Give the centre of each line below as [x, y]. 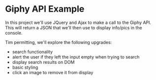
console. [14, 33]
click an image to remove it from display [53, 72]
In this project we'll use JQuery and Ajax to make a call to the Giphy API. [78, 22]
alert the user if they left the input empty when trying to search [76, 57]
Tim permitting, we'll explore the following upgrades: [59, 42]
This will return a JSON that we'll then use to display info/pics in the [74, 27]
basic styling [25, 67]
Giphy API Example [45, 9]
